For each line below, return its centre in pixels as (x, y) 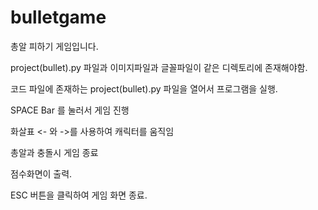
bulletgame (58, 17)
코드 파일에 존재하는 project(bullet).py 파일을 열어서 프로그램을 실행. (144, 88)
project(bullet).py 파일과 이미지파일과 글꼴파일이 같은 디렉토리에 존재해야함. (159, 67)
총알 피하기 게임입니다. (54, 46)
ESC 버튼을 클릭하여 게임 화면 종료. (79, 195)
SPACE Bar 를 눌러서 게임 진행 (70, 110)
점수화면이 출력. (41, 173)
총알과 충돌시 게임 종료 (54, 152)
